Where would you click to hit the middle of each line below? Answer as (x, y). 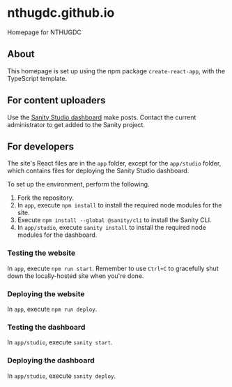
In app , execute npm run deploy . (52, 309)
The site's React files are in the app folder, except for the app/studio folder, (114, 163)
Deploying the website (46, 293)
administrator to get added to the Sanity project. (76, 124)
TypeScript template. (37, 78)
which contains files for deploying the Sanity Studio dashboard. (98, 171)
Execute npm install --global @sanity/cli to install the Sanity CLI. (114, 220)
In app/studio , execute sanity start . (60, 342)
